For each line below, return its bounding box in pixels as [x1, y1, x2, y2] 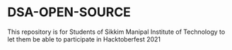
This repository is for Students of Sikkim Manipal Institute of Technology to [7, 27, 226, 36]
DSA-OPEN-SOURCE [7, 4, 131, 20]
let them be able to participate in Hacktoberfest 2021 [7, 35, 161, 43]
